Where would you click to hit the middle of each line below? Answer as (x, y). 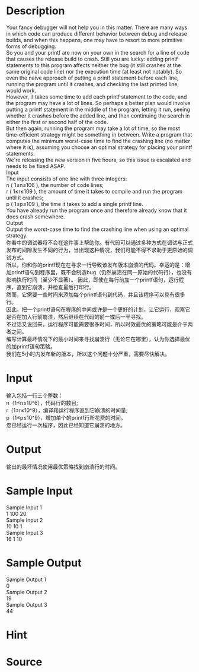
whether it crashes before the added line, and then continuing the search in (98, 115)
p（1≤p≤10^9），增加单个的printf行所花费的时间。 (66, 417)
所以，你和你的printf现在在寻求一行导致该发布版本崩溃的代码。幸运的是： (96, 265)
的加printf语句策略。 (31, 346)
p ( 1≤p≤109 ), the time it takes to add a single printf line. (75, 204)
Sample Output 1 (26, 579)
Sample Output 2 (27, 592)
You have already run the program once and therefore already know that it (97, 210)
